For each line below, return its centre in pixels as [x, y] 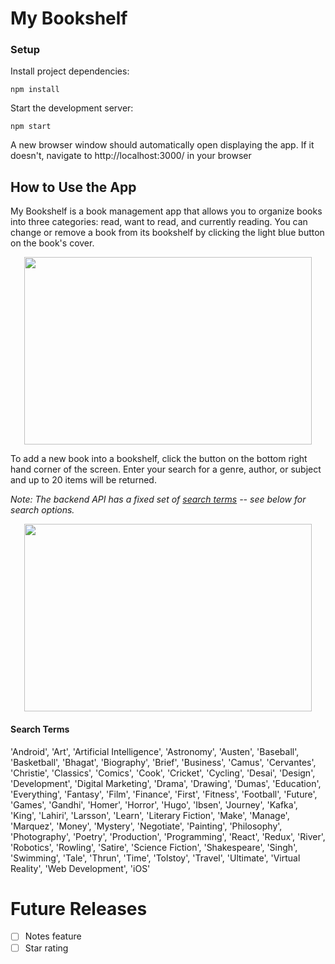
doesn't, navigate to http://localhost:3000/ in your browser [131, 156]
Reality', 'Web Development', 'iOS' [80, 868]
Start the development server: [72, 108]
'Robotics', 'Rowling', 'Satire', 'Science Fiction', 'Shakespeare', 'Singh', [154, 847]
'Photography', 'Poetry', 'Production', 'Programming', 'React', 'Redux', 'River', [168, 836]
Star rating [46, 948]
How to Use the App [73, 187]
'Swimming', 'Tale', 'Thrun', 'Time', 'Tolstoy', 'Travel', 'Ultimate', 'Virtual [155, 858]
